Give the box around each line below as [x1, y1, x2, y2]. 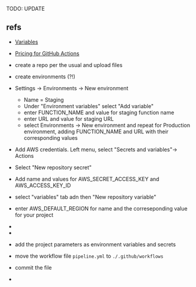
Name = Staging [23, 96, 64, 103]
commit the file [14, 264, 52, 271]
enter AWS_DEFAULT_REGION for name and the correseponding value [14, 204, 188, 212]
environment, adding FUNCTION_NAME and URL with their [23, 128, 169, 135]
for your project [14, 211, 54, 218]
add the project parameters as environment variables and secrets [14, 240, 176, 248]
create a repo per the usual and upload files [14, 61, 122, 68]
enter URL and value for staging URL [23, 115, 114, 122]
